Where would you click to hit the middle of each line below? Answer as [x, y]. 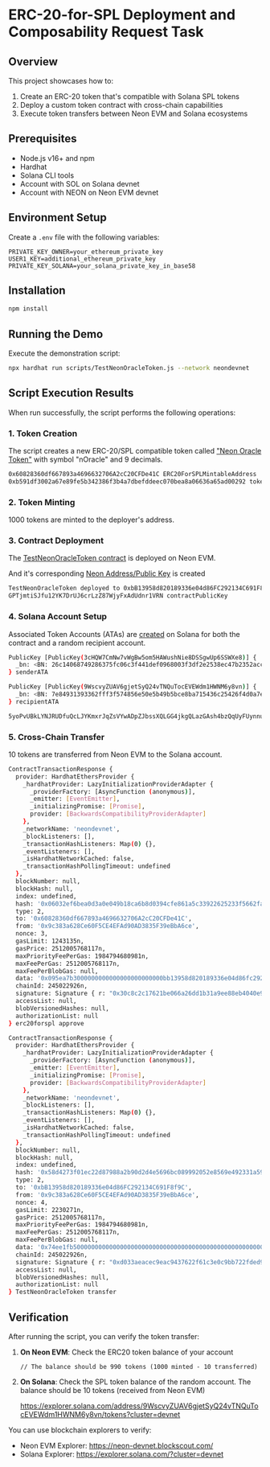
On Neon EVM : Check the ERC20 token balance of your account [127, 1352]
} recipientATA [34, 701]
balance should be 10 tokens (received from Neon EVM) [112, 1390]
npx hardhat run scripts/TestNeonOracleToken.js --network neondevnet [129, 368]
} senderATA [28, 672]
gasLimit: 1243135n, [50, 941]
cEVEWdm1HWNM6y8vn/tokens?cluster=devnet [100, 1414]
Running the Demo [56, 334]
